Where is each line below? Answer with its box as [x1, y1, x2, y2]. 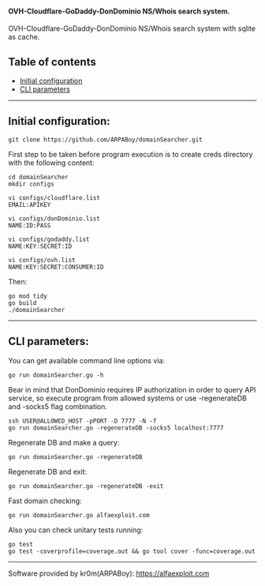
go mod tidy [8, 292, 47, 300]
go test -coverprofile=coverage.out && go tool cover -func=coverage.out [8, 547, 256, 555]
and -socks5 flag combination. [8, 401, 108, 411]
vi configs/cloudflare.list [8, 193, 101, 201]
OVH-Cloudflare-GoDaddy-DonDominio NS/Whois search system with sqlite [8, 24, 256, 33]
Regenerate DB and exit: [8, 467, 88, 476]
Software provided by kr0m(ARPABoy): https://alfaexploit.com [8, 569, 210, 578]
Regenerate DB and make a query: [8, 438, 120, 447]
